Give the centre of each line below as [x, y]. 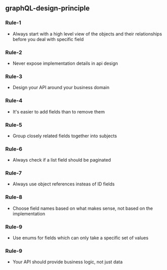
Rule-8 [14, 197]
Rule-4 [14, 101]
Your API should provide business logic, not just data [68, 262]
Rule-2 [14, 52]
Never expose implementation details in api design [65, 63]
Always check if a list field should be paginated [62, 160]
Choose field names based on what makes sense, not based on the [83, 208]
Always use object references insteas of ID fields [64, 184]
